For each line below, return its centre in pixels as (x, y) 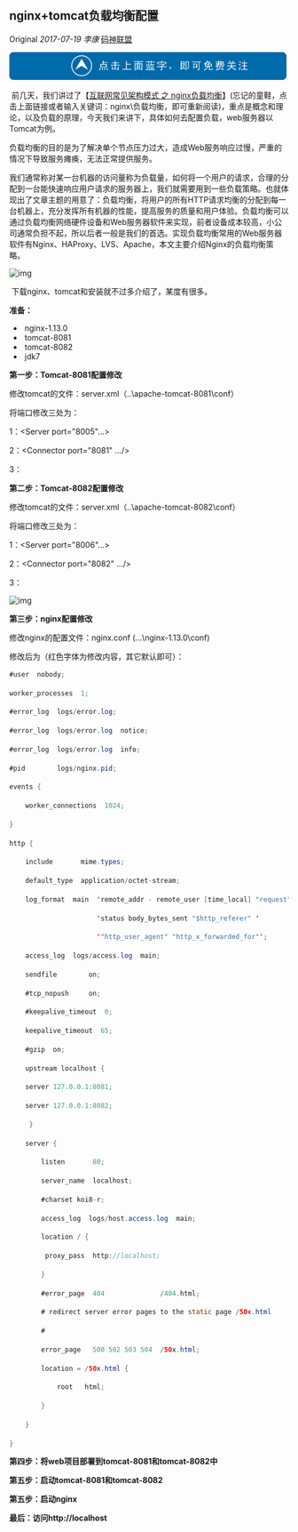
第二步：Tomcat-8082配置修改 (67, 488)
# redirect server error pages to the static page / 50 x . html (157, 1312)
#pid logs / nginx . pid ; (63, 768)
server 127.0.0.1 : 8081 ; (69, 1087)
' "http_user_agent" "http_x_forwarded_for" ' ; (182, 937)
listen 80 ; (73, 1162)
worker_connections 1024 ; (75, 806)
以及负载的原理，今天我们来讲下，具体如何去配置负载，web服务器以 (149, 117)
